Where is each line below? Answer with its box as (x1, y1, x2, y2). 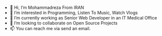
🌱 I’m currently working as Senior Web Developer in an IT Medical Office (9, 15, 157, 20)
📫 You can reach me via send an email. (9, 26, 91, 31)
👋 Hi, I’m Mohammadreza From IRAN (9, 5, 84, 10)
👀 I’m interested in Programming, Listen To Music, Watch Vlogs (9, 10, 138, 16)
